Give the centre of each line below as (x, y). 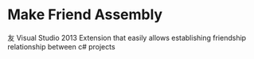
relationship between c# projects (62, 46)
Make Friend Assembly (85, 15)
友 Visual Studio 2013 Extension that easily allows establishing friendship (127, 37)
